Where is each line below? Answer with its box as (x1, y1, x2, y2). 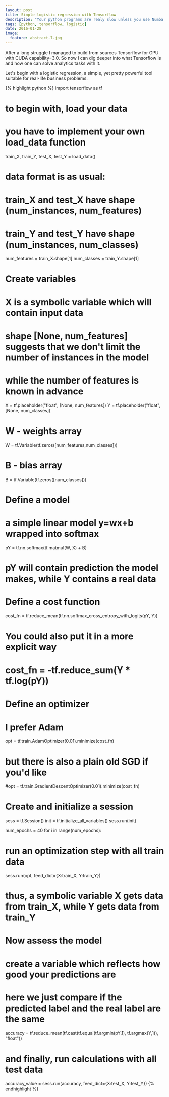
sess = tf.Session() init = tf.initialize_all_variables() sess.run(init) (5, 818, 137, 824)
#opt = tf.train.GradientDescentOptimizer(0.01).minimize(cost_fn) (5, 783, 140, 789)
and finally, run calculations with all (5, 1053, 157, 1064)
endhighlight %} (5, 1086, 39, 1092)
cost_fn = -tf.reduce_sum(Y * (5, 664, 131, 676)
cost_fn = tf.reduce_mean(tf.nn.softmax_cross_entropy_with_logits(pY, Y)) (5, 612, 158, 619)
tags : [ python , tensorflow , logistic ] (5, 21, 87, 27)
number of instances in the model (5, 352, 149, 363)
